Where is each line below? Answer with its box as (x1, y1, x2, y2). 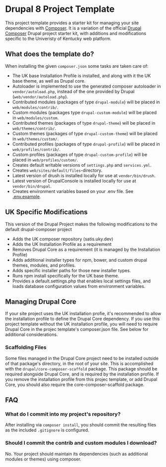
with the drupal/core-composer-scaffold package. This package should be (5, 366, 158, 372)
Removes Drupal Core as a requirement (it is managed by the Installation (12, 246, 160, 252)
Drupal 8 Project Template (5, 3, 115, 15)
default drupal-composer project (5, 226, 72, 232)
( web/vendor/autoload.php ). (12, 93, 68, 99)
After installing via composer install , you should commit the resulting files (5, 422, 157, 428)
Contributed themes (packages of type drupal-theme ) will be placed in (12, 120, 156, 126)
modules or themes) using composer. (5, 456, 82, 462)
